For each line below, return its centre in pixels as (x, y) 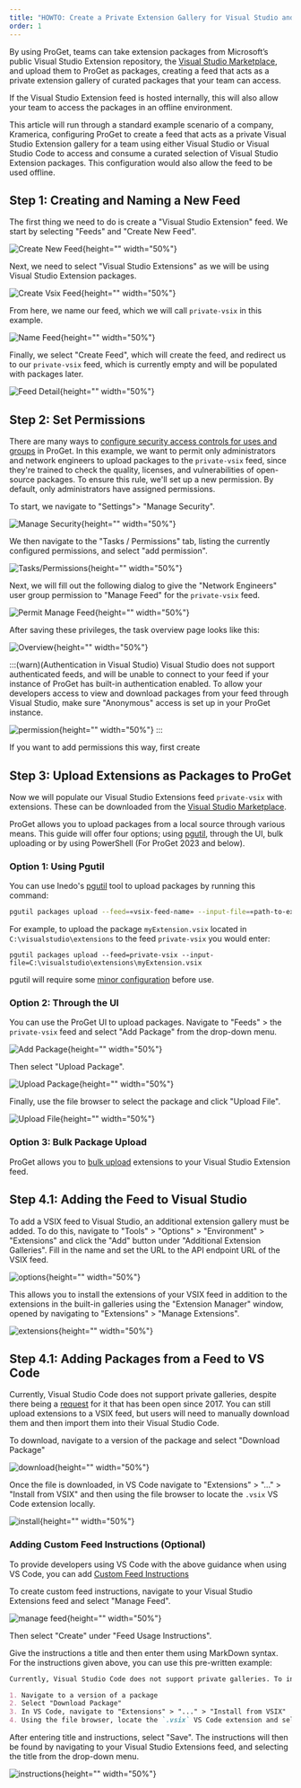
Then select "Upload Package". (67, 1067)
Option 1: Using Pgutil (57, 866)
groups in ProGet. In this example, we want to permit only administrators (142, 451)
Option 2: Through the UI (64, 1003)
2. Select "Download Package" (66, 1704)
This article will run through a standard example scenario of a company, (142, 124)
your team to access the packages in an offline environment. (121, 107)
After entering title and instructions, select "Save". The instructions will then (149, 1737)
